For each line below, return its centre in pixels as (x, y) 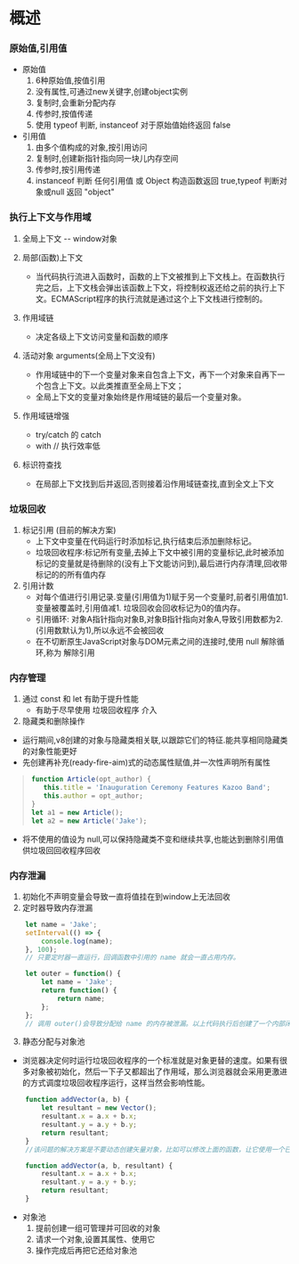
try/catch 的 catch (69, 434)
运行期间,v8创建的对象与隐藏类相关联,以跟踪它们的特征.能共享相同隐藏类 (155, 740)
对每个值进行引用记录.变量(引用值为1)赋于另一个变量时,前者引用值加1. (162, 597)
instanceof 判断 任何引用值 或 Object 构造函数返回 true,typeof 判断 (158, 181)
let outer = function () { (73, 974)
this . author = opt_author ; (93, 796)
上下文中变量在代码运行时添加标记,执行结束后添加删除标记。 (145, 541)
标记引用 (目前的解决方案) (69, 530)
